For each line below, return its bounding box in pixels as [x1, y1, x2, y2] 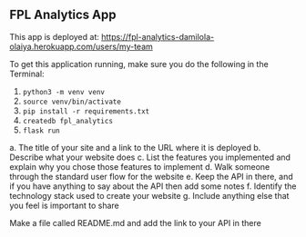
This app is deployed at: [9, 31, 100, 42]
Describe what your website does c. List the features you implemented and [9, 152, 291, 163]
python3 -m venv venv [22, 87, 105, 96]
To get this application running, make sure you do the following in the [9, 58, 269, 69]
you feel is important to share [9, 200, 120, 211]
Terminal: [9, 68, 45, 79]
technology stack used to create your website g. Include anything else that [9, 190, 290, 201]
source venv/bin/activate [22, 97, 121, 106]
